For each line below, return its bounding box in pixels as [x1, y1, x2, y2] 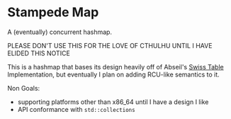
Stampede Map [7, 4, 99, 21]
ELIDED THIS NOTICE [7, 49, 71, 57]
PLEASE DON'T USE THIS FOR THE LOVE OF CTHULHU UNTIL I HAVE [7, 41, 213, 50]
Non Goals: [7, 84, 40, 92]
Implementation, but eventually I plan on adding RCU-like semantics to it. [7, 70, 220, 79]
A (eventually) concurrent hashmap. [7, 28, 112, 36]
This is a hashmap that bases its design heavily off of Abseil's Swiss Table [7, 62, 225, 71]
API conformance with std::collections [17, 105, 136, 113]
